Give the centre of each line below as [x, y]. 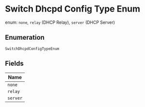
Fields [14, 64]
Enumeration [25, 38]
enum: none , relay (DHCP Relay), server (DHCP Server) [60, 22]
